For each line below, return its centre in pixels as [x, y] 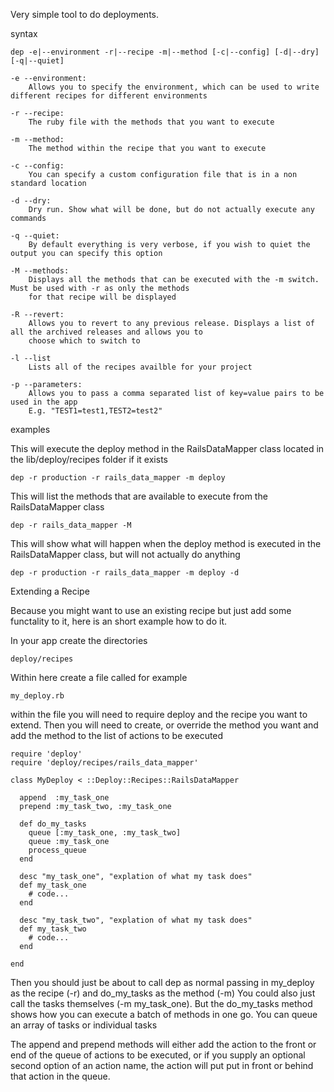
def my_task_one [53, 885]
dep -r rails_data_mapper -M [71, 525]
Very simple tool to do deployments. [85, 14]
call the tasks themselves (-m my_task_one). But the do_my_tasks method [161, 1003]
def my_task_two [53, 929]
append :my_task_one [64, 798]
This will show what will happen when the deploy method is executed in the [166, 543]
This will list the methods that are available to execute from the [139, 496]
